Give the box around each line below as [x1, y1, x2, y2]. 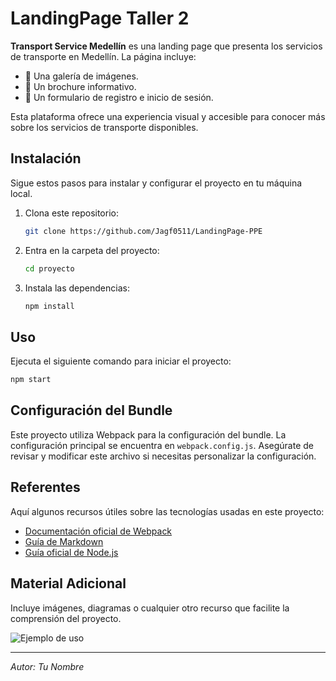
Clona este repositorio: [24, 207, 119, 219]
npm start [10, 375, 52, 385]
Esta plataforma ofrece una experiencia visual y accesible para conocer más [10, 110, 326, 122]
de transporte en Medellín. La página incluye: [10, 50, 197, 62]
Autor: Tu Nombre [10, 660, 85, 672]
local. [10, 187, 33, 199]
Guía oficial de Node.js [24, 546, 119, 558]
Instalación [10, 150, 82, 167]
